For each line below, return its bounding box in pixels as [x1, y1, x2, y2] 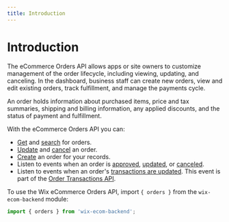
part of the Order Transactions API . [16, 174, 116, 182]
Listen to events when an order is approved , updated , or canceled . [16, 160, 205, 168]
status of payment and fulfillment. [7, 111, 103, 120]
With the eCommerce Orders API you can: [7, 124, 125, 133]
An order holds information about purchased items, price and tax [7, 97, 189, 105]
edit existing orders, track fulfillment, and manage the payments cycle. [7, 83, 206, 92]
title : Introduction [7, 10, 66, 17]
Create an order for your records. [16, 152, 111, 161]
